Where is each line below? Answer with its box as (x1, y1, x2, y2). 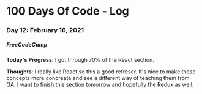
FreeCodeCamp (6, 41, 48, 48)
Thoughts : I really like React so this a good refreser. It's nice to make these (6, 68, 196, 75)
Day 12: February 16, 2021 (6, 26, 84, 35)
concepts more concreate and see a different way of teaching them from (6, 75, 190, 82)
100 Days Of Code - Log (6, 4, 130, 18)
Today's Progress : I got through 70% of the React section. (6, 56, 154, 64)
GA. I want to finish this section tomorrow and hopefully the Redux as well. (6, 81, 194, 89)
